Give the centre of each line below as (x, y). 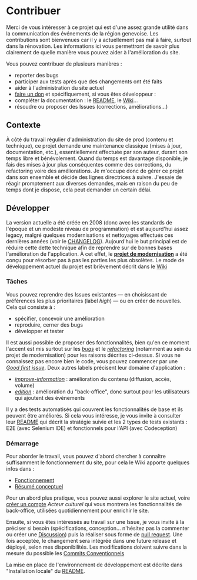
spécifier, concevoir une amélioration (59, 318)
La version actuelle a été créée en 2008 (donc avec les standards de (89, 222)
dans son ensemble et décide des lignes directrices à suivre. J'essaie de (94, 177)
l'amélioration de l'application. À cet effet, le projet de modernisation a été (97, 254)
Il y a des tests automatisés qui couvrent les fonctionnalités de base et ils (95, 409)
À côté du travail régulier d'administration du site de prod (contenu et (90, 139)
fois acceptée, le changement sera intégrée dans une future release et (91, 541)
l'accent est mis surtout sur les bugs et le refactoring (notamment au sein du (99, 348)
